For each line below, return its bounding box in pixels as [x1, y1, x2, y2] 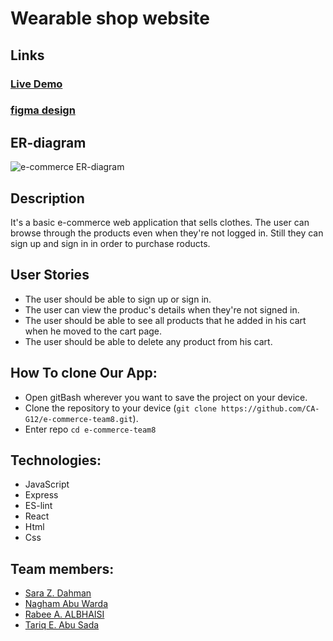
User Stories [10, 267, 90, 284]
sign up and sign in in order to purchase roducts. [10, 238, 211, 250]
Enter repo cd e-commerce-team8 [24, 423, 157, 435]
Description [10, 190, 85, 207]
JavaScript [24, 478, 70, 491]
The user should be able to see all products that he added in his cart [24, 314, 307, 326]
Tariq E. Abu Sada [24, 619, 100, 631]
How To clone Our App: [10, 365, 158, 382]
